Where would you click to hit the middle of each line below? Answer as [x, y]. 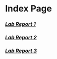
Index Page [28, 9]
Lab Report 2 [21, 38]
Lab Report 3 [21, 51]
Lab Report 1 [21, 24]
